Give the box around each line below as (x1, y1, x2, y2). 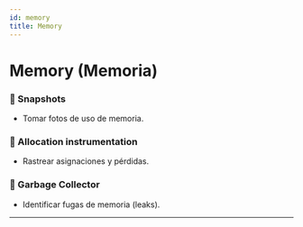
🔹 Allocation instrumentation (9, 135, 138, 148)
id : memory (9, 13, 50, 23)
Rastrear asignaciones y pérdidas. (22, 156, 150, 167)
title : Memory (9, 22, 63, 31)
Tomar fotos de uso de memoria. (22, 113, 144, 123)
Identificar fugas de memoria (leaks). (22, 199, 161, 210)
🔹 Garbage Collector (9, 178, 101, 191)
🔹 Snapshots (9, 92, 66, 104)
